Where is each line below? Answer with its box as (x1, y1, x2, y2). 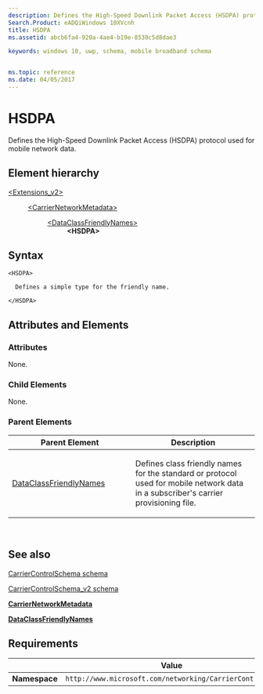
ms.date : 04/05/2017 (8, 76, 76, 84)
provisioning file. (135, 497, 196, 508)
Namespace (12, 674, 59, 685)
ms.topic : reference (8, 68, 76, 77)
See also (8, 548, 51, 561)
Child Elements (8, 380, 67, 391)
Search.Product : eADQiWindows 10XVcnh (8, 19, 135, 27)
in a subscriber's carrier (135, 487, 223, 498)
